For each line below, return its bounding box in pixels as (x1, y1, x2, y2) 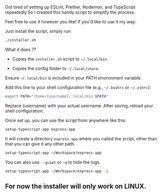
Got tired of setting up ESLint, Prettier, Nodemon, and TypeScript (5, 4, 136, 10)
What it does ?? (5, 46, 37, 52)
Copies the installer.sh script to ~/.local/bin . (12, 56, 109, 62)
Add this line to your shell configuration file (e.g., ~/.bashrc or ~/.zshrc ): (5, 84, 151, 90)
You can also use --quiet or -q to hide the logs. (5, 159, 101, 165)
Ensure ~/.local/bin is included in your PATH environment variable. (5, 75, 142, 81)
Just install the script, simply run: (5, 28, 72, 34)
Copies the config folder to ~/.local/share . (12, 65, 100, 71)
